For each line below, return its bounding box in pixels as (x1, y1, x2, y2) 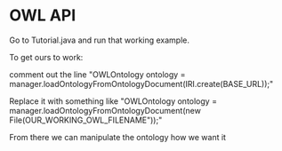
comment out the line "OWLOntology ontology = (9, 68, 186, 80)
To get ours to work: (9, 52, 84, 62)
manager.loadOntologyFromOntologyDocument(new (9, 105, 202, 115)
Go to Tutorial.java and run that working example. (9, 35, 189, 45)
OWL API (9, 5, 77, 26)
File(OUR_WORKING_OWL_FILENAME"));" (9, 115, 163, 125)
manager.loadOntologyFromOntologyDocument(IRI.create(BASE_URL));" (9, 78, 274, 89)
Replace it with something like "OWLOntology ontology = (9, 95, 218, 107)
